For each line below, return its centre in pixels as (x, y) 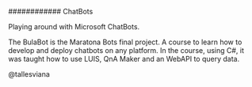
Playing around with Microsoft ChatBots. (74, 26)
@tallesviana (29, 74)
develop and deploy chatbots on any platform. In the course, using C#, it (126, 50)
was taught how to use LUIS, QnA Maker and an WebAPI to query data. (124, 59)
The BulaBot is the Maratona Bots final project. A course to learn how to (125, 42)
